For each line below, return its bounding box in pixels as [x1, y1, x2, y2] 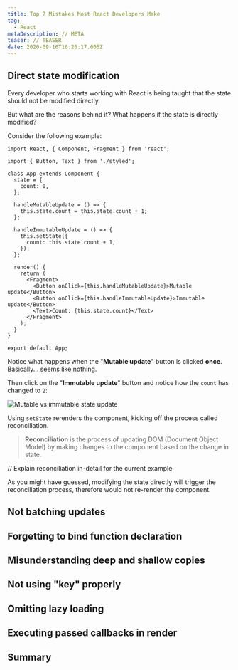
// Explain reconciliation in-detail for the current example [7, 464, 173, 472]
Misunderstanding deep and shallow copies [7, 554, 205, 566]
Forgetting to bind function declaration [7, 530, 183, 542]
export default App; [7, 345, 69, 352]
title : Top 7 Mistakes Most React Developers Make [7, 10, 161, 18]
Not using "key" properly [7, 578, 121, 591]
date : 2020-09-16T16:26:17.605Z [7, 43, 103, 51]
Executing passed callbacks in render [7, 627, 178, 639]
